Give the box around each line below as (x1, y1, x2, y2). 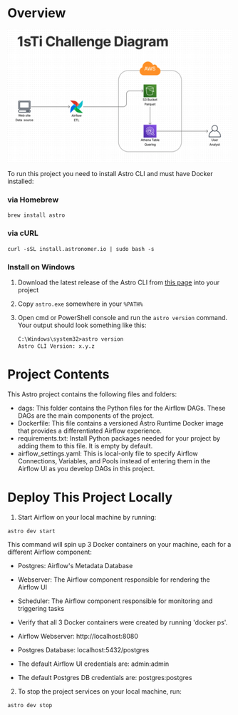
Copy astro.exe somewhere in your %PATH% (17, 299, 143, 308)
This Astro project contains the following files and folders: (7, 390, 177, 398)
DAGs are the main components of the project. (17, 411, 155, 420)
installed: (7, 177, 34, 186)
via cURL (7, 228, 39, 238)
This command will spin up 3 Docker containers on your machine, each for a (7, 540, 232, 548)
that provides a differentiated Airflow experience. (17, 426, 162, 436)
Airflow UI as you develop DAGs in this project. (17, 465, 155, 473)
